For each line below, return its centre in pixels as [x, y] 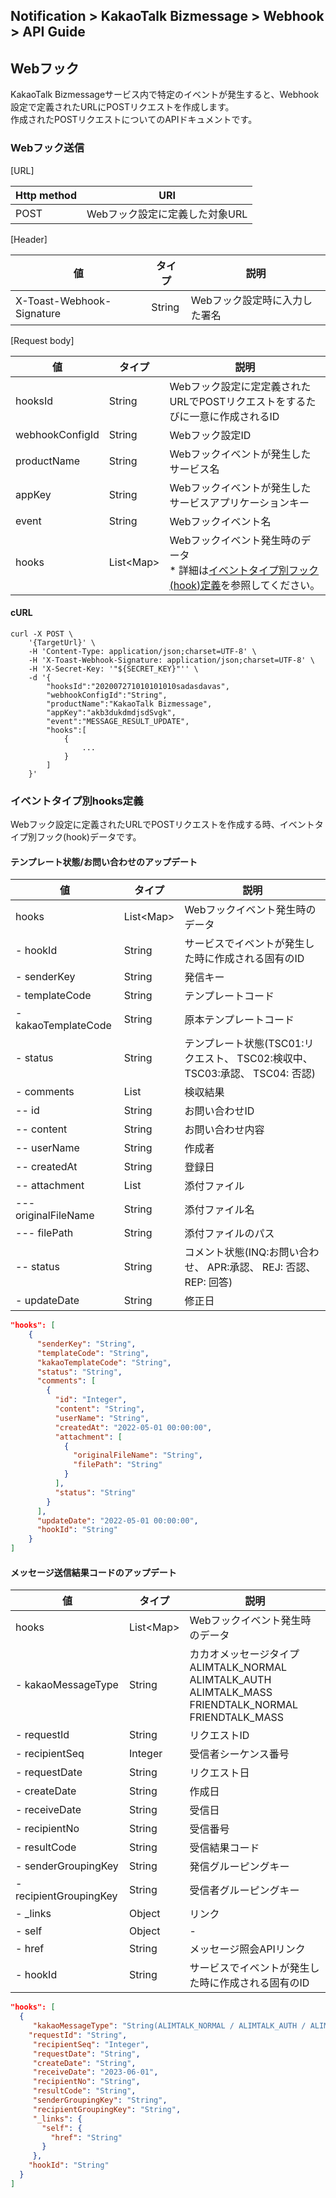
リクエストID [219, 1736]
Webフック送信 [47, 148]
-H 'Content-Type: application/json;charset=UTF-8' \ [142, 651]
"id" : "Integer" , [91, 1400]
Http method [46, 195]
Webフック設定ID [210, 435]
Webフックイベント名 [220, 521]
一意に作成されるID [234, 416]
